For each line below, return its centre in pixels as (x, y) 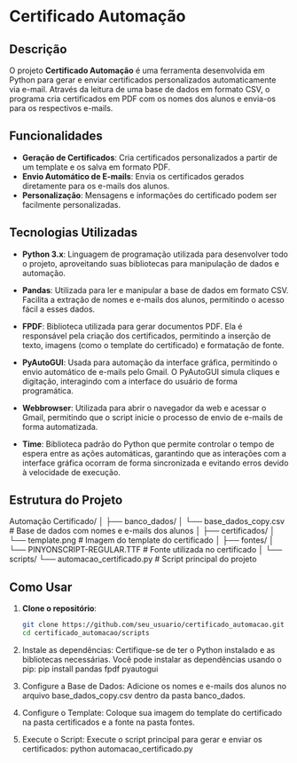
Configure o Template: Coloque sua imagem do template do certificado (152, 713)
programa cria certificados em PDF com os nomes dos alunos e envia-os (143, 99)
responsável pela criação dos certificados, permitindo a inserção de (146, 336)
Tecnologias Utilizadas (74, 233)
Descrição (38, 49)
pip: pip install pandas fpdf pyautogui (90, 669)
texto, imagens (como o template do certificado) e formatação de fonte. (153, 345)
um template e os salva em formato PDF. (96, 167)
